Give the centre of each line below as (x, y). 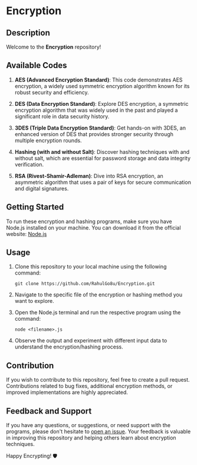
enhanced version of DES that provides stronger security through (94, 134)
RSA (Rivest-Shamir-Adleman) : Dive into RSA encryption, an (89, 176)
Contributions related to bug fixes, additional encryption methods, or (89, 386)
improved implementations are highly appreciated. (67, 392)
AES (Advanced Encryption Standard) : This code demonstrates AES (98, 80)
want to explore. (34, 301)
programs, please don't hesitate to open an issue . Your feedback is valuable (98, 432)
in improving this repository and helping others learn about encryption (91, 438)
